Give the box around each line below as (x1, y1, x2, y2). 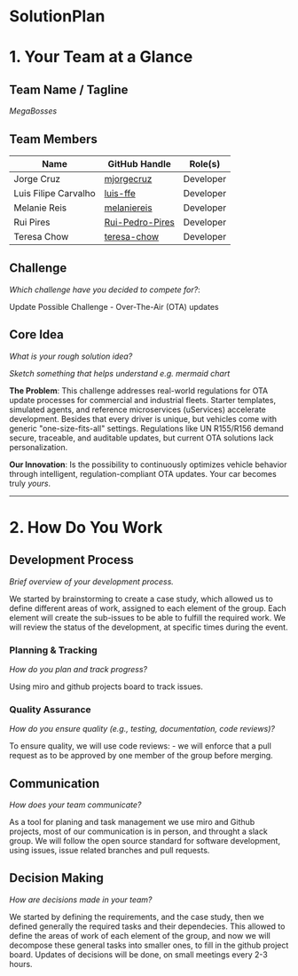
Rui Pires (13, 216, 51, 228)
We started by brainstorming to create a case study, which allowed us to (9, 593, 273, 604)
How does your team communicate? (9, 799, 142, 810)
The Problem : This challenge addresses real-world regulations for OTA (9, 385, 269, 396)
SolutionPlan (9, 6, 106, 27)
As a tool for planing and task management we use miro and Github (9, 817, 255, 828)
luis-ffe (104, 187, 136, 199)
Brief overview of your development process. (9, 575, 175, 587)
